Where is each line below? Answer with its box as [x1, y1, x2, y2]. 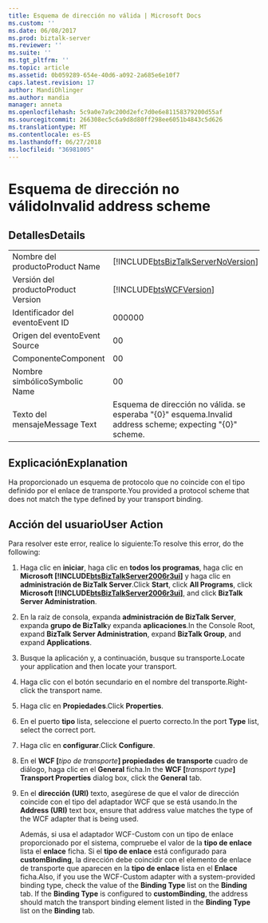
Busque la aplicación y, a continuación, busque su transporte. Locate [19, 653, 246, 662]
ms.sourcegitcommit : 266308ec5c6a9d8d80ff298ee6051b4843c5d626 [8, 116, 223, 124]
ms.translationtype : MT [8, 123, 88, 131]
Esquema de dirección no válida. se [112, 399, 246, 410]
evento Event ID [12, 317, 69, 328]
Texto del [12, 409, 48, 420]
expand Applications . [19, 638, 92, 647]
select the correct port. [19, 725, 97, 734]
